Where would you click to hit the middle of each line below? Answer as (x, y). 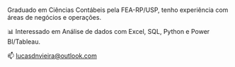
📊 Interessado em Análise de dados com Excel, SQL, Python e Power (109, 31)
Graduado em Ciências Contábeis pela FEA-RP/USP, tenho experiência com (118, 10)
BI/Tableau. (24, 42)
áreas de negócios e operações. (54, 17)
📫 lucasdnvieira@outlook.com (52, 56)
